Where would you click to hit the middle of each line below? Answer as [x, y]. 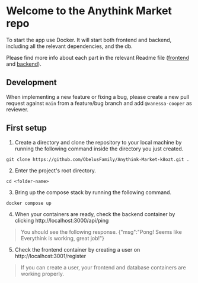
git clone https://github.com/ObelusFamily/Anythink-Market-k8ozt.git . [98, 159]
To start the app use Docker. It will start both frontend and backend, [89, 40]
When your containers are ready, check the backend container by [95, 214]
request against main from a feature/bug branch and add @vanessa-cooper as [99, 103]
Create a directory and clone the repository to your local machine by [98, 142]
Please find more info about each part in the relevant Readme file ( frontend [98, 57]
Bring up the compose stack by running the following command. [93, 192]
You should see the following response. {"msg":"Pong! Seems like [101, 231]
